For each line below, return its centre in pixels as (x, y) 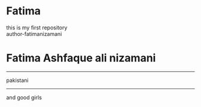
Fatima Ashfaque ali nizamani (81, 58)
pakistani (17, 80)
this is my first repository (37, 27)
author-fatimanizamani (34, 33)
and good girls (24, 97)
